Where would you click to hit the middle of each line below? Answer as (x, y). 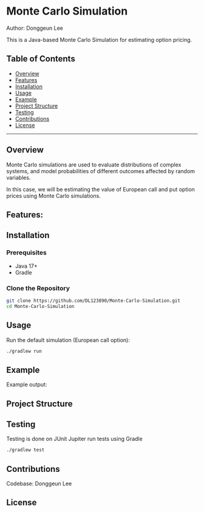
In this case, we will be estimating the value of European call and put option (101, 189)
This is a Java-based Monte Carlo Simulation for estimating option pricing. (99, 39)
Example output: (27, 384)
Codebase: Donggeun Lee (39, 483)
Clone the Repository (38, 288)
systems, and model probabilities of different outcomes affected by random (101, 171)
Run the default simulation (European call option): (68, 340)
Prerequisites (26, 253)
